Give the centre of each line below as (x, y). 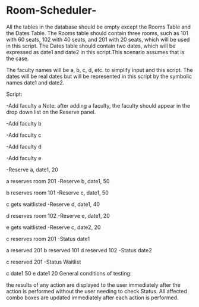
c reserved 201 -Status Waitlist (44, 262)
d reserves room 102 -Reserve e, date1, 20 (58, 215)
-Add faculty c (24, 135)
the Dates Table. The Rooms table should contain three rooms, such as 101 (97, 33)
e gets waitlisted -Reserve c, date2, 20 (53, 227)
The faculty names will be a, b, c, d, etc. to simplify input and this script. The (99, 70)
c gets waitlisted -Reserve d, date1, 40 (53, 204)
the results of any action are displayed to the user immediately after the (94, 285)
